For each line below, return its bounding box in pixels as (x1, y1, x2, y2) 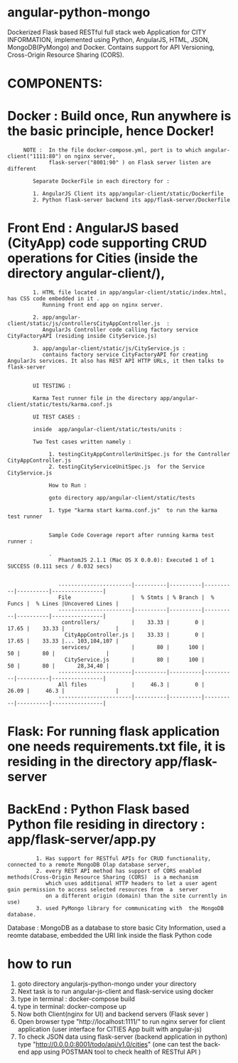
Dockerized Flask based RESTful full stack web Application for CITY (7, 28, 207, 36)
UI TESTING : (33, 382, 72, 389)
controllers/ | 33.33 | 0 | (61, 619, 205, 626)
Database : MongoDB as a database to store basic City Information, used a (7, 924, 226, 932)
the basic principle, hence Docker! (7, 123, 215, 139)
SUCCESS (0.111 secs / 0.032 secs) (7, 563, 113, 570)
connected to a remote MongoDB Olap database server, (7, 862, 171, 869)
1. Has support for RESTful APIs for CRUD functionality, (36, 855, 212, 862)
